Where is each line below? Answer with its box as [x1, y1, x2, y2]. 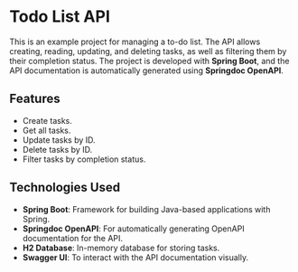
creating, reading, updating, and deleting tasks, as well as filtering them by [9, 45, 287, 56]
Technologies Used [9, 180, 120, 195]
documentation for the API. [22, 232, 124, 243]
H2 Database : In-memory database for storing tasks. [22, 242, 220, 253]
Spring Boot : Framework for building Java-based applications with [22, 203, 271, 214]
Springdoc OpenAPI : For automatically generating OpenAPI [22, 223, 246, 234]
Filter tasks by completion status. [22, 154, 146, 164]
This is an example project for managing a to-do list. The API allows [9, 36, 261, 47]
